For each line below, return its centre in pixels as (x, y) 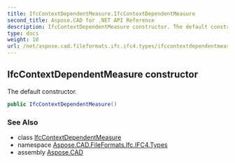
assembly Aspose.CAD (50, 152)
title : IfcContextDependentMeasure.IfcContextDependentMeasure (101, 14)
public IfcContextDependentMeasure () (62, 104)
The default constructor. (42, 91)
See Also (23, 122)
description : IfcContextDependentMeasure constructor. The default (108, 27)
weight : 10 (23, 40)
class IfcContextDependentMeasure (69, 137)
